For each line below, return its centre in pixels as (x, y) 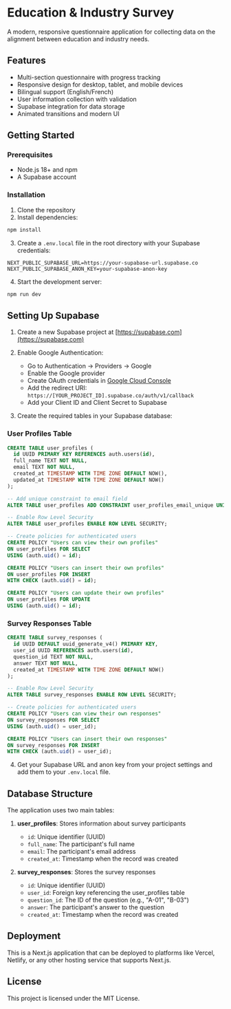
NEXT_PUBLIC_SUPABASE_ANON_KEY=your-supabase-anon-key (87, 269)
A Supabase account (47, 177)
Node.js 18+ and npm (47, 170)
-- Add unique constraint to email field (67, 499)
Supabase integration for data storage (71, 106)
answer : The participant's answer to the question (96, 907)
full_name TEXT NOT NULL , (51, 461)
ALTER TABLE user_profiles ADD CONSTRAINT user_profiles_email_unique (110, 505)
